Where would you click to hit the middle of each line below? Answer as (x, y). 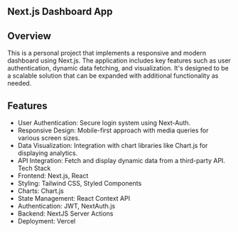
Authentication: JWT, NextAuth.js (66, 206)
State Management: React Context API (74, 199)
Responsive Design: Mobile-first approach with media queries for (113, 130)
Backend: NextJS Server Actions (65, 213)
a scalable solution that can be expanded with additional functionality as (113, 76)
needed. (20, 83)
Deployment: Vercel (47, 221)
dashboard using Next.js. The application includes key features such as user (119, 60)
